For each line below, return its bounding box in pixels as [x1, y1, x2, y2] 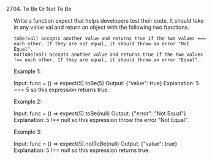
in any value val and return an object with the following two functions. [13, 24, 189, 31]
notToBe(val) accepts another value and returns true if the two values [13, 51, 203, 58]
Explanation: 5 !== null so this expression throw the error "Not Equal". [13, 116, 189, 123]
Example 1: [13, 67, 41, 75]
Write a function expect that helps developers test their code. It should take [13, 17, 204, 24]
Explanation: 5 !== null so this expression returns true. [13, 147, 150, 154]
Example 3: [13, 128, 42, 135]
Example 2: [13, 98, 42, 105]
